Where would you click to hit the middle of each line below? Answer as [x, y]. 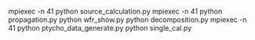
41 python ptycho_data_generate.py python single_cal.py [100, 28]
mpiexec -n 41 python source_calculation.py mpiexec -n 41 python [115, 11]
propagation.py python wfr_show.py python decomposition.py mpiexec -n [127, 20]
